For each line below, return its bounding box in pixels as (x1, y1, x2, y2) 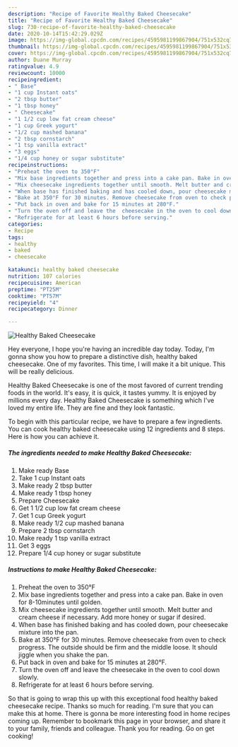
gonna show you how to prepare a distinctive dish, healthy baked (8, 353, 198, 361)
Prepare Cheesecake (18, 496, 80, 505)
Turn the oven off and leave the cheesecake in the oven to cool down (18, 666, 220, 674)
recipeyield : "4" (8, 299, 59, 306)
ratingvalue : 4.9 (8, 63, 59, 70)
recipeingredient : (8, 76, 62, 83)
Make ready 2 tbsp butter (18, 481, 93, 490)
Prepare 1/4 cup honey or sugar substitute (18, 549, 141, 558)
